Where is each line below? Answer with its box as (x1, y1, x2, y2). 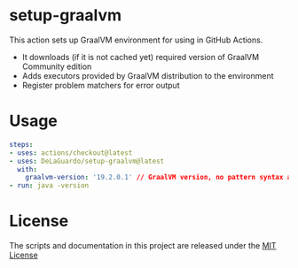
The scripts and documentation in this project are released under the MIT (9, 241, 277, 251)
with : (17, 165, 38, 173)
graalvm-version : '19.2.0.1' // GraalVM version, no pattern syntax (25, 173, 284, 182)
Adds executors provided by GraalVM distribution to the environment (21, 70, 274, 80)
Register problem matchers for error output (21, 80, 180, 90)
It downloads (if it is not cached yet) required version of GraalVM (21, 51, 260, 62)
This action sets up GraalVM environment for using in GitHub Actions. (9, 34, 263, 45)
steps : (9, 140, 34, 149)
